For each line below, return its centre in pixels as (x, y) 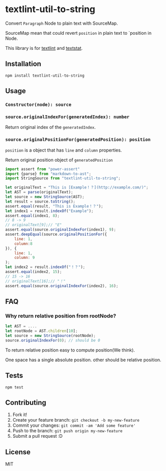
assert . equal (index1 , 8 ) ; (32, 216)
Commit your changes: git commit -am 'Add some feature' (74, 425)
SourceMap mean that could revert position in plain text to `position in (78, 33)
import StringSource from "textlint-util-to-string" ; (63, 178)
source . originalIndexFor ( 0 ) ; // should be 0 (53, 340)
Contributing (26, 402)
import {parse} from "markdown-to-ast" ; (48, 174)
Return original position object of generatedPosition (59, 160)
